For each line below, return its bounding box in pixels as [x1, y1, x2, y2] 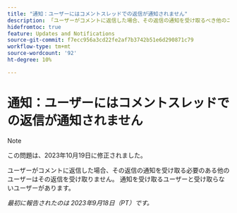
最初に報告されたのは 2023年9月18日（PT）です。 [7, 198, 154, 207]
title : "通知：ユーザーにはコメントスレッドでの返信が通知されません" [7, 10, 188, 18]
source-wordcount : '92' [7, 50, 78, 57]
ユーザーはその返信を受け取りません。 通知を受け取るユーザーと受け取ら [7, 174, 219, 183]
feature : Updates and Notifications [7, 30, 115, 37]
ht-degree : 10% [7, 56, 52, 63]
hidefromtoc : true [7, 23, 61, 30]
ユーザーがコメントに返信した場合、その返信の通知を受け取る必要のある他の [7, 166, 230, 174]
